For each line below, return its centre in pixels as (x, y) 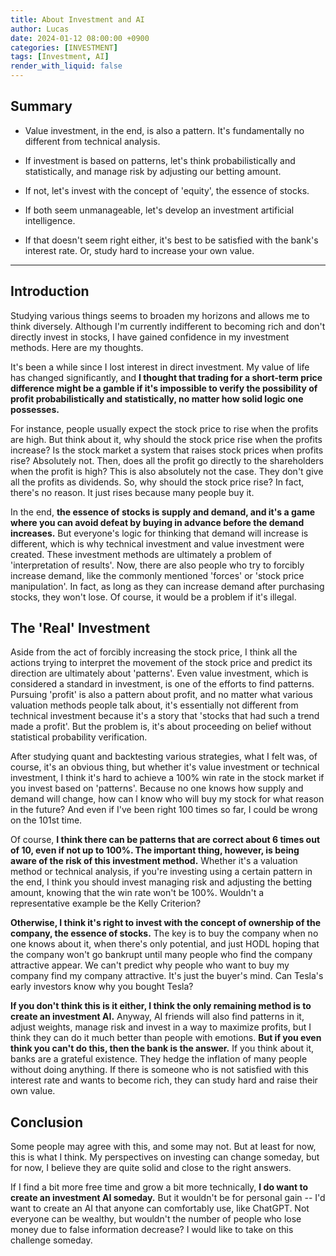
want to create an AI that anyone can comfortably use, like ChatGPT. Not (160, 1208)
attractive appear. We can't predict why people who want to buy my (150, 965)
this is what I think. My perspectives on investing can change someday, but (165, 1157)
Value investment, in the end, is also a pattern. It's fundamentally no (164, 130)
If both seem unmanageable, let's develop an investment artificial (159, 210)
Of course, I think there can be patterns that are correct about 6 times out (165, 840)
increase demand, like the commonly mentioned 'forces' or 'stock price (157, 575)
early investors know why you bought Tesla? (102, 987)
